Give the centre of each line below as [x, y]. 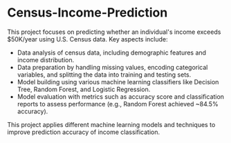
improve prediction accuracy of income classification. [84, 132]
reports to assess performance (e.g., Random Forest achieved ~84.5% [118, 104]
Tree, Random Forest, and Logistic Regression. [84, 89]
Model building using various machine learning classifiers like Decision [118, 82]
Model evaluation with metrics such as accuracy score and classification [121, 96]
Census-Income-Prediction [87, 13]
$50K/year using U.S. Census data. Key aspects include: [87, 39]
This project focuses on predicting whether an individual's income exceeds [114, 32]
